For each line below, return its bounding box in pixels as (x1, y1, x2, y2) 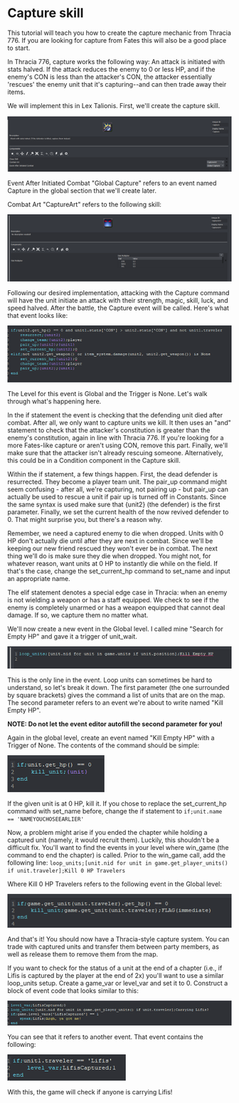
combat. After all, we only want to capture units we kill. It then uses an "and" (7, 418, 231, 427)
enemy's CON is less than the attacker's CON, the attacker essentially (7, 73, 212, 81)
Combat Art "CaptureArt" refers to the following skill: (7, 201, 162, 209)
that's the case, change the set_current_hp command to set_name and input (7, 567, 230, 575)
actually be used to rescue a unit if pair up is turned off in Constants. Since (7, 492, 227, 501)
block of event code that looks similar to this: (7, 986, 139, 995)
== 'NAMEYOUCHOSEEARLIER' (7, 816, 84, 823)
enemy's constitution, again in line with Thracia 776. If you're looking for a (7, 433, 224, 442)
